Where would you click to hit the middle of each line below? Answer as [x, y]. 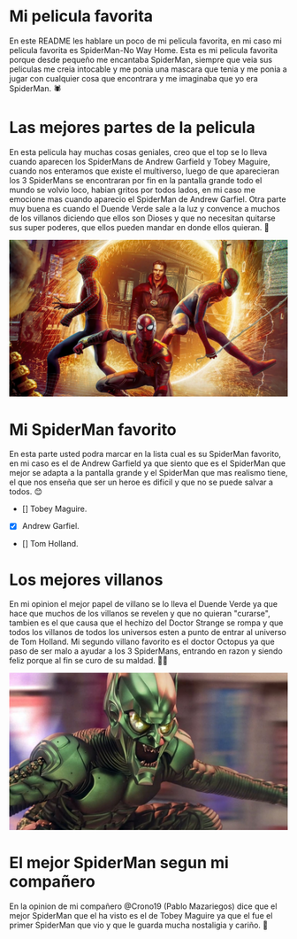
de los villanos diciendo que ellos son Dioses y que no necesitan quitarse [142, 218]
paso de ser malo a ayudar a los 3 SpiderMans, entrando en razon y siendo [146, 651]
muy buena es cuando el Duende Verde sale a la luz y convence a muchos [145, 208]
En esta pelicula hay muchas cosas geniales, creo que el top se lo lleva [138, 151]
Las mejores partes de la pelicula [132, 128]
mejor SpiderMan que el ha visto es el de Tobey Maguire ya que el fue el [141, 915]
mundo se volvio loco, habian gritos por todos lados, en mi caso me [133, 190]
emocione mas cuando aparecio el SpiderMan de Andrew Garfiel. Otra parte [148, 199]
